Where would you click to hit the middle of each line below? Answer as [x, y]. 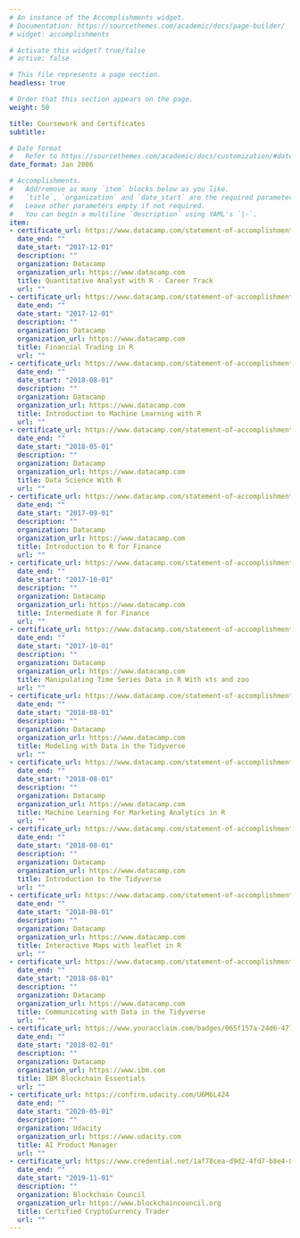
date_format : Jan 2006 [51, 165]
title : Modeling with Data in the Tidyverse [101, 746]
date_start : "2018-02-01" [66, 1045]
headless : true [37, 83]
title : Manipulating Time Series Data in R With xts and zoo [133, 679]
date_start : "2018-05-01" [66, 447]
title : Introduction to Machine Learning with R [109, 413]
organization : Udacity [59, 1128]
